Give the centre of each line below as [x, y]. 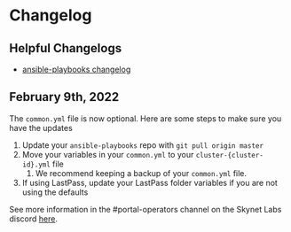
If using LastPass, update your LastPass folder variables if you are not [149, 182]
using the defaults [55, 192]
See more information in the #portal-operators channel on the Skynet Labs [145, 209]
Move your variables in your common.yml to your [108, 154]
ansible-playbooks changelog [76, 69]
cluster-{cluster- [230, 155]
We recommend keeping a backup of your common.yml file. [141, 173]
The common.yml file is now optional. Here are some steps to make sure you [145, 118]
